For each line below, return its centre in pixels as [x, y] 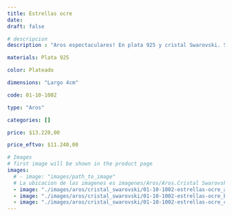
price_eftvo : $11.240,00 [43, 145]
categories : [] [29, 120]
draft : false [26, 26]
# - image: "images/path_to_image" [65, 177]
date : [15, 20]
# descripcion [28, 39]
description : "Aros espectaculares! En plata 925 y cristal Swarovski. [114, 46]
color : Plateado [30, 70]
